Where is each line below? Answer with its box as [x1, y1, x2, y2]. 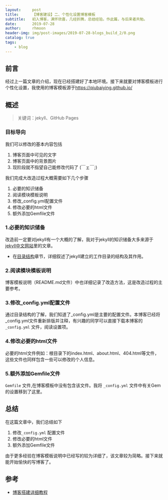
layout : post [5, 7, 41, 12]
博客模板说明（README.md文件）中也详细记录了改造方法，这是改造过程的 [5, 279, 158, 285]
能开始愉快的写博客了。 [5, 458, 53, 465]
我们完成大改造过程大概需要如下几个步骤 [5, 174, 88, 180]
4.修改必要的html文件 [5, 338, 57, 345]
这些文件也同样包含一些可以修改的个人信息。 [5, 356, 97, 362]
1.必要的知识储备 [5, 224, 45, 231]
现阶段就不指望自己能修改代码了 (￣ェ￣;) [12, 164, 97, 170]
